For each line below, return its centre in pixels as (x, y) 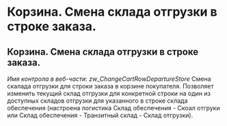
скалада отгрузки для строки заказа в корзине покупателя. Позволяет (110, 86)
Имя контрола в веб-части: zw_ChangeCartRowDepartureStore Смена (109, 79)
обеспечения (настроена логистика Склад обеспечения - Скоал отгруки (113, 108)
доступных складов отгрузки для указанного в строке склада (97, 101)
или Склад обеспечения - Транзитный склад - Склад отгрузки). (100, 115)
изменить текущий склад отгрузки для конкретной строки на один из (109, 93)
